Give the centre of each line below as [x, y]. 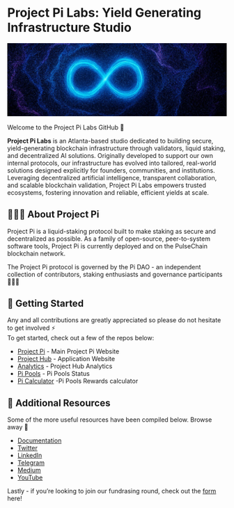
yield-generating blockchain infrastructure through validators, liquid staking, [116, 148]
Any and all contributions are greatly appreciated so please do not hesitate [114, 320]
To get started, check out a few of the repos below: [81, 338]
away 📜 [18, 427]
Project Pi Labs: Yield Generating [104, 13]
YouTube [30, 477]
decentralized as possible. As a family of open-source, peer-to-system [109, 239]
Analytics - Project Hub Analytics [65, 366]
